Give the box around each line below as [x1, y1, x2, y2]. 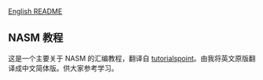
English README [8, 7, 63, 16]
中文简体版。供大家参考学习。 [21, 63, 119, 73]
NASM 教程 [8, 31, 64, 45]
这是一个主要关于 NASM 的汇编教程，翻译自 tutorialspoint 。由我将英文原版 [8, 53, 250, 63]
